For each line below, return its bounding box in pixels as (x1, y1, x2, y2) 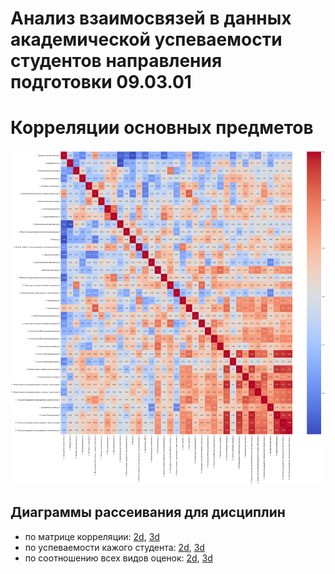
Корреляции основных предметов (10, 117, 314, 139)
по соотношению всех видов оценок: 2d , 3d (24, 552, 213, 564)
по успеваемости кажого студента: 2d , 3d (24, 541, 205, 553)
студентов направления (10, 50, 223, 72)
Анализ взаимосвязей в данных (10, 7, 292, 30)
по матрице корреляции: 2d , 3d (24, 530, 160, 542)
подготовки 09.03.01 (10, 71, 192, 94)
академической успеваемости (10, 28, 283, 51)
